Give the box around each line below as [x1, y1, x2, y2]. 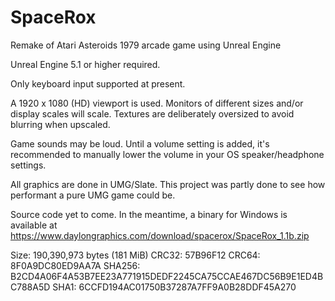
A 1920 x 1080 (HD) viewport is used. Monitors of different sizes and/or [10, 97, 304, 109]
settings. [10, 159, 47, 171]
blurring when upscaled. [10, 118, 111, 130]
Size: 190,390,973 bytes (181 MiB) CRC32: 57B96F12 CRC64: [10, 249, 261, 261]
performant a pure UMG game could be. [10, 189, 176, 201]
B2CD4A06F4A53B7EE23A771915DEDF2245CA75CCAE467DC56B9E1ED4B [10, 270, 324, 282]
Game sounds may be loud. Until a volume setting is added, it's [10, 137, 270, 150]
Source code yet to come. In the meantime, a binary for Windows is [10, 208, 288, 220]
